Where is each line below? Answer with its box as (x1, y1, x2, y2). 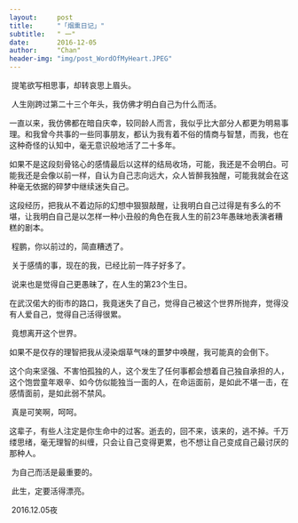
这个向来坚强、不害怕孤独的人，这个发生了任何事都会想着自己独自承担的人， (9, 366, 289, 376)
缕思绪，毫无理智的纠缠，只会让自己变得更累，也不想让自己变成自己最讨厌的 (9, 437, 289, 447)
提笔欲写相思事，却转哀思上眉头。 (11, 80, 136, 90)
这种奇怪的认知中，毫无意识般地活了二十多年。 (9, 140, 180, 150)
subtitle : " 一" (9, 29, 76, 38)
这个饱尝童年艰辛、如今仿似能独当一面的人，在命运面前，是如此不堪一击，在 (9, 377, 289, 387)
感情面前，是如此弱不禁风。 (9, 388, 111, 398)
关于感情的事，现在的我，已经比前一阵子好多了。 (11, 260, 191, 270)
